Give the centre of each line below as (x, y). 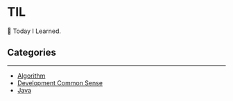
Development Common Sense (60, 82)
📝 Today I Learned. (34, 31)
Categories (32, 53)
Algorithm (31, 76)
